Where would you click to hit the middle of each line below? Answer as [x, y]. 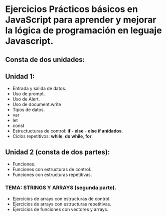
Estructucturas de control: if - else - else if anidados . [68, 131]
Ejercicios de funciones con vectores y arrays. [60, 209]
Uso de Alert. [26, 99]
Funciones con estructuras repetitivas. [52, 175]
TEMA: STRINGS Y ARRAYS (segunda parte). [61, 187]
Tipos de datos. [29, 110]
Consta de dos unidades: [45, 59]
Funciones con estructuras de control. [52, 169]
